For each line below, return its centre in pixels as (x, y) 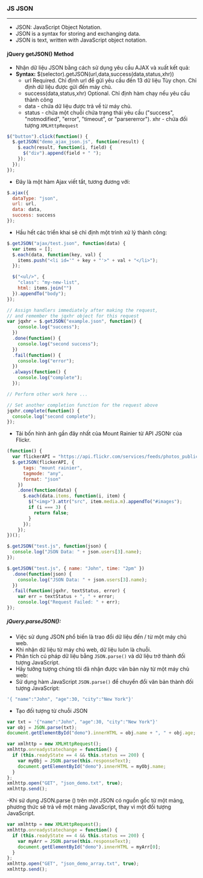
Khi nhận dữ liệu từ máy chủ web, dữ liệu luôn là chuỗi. (83, 649)
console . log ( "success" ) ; (49, 327)
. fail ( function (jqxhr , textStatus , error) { (69, 591)
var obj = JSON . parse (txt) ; (42, 727)
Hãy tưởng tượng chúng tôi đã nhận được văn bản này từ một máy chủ (102, 669)
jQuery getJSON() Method (40, 54)
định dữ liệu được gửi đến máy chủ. (68, 86)
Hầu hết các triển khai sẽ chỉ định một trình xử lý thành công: (91, 232)
